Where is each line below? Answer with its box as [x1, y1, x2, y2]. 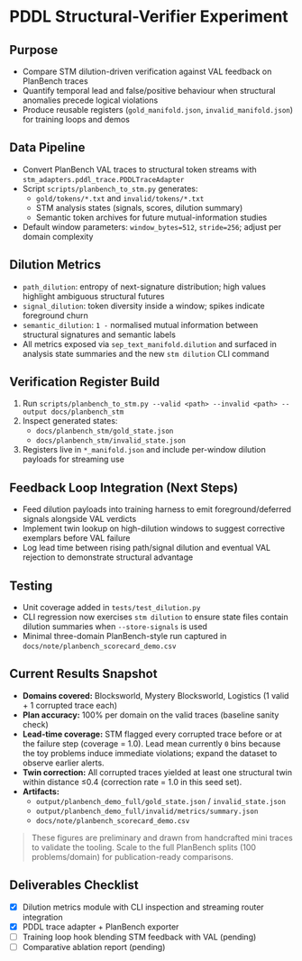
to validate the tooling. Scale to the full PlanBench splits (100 [31, 841, 257, 853]
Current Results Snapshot [9, 666, 158, 682]
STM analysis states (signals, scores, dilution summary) [35, 202, 243, 213]
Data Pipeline [9, 140, 86, 155]
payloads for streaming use [22, 453, 124, 465]
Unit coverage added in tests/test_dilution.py [22, 602, 201, 613]
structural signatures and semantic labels [22, 329, 176, 340]
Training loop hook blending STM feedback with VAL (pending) [22, 931, 257, 942]
